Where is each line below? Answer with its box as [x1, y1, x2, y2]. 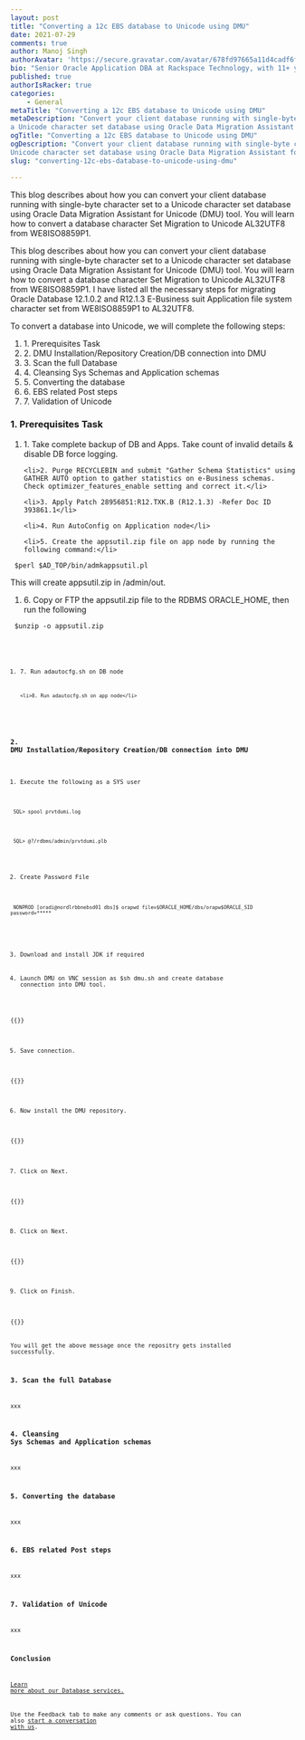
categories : [10, 89, 55, 98]
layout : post [10, 13, 60, 23]
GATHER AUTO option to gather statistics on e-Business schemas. [23, 473, 275, 483]
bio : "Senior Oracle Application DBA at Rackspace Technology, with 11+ [10, 64, 291, 73]
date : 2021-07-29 [10, 30, 76, 39]
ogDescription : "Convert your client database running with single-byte [10, 139, 291, 148]
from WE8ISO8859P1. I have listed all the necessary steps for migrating [10, 283, 277, 294]
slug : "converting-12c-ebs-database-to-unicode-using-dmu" [10, 156, 238, 166]
